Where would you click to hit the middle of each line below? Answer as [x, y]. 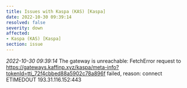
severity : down [25, 28]
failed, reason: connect [134, 73]
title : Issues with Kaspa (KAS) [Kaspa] [56, 11]
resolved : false [26, 22]
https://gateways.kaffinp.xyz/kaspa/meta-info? [63, 67]
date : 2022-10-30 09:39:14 [39, 17]
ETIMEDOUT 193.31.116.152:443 [44, 79]
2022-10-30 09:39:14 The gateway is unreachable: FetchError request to [93, 61]
